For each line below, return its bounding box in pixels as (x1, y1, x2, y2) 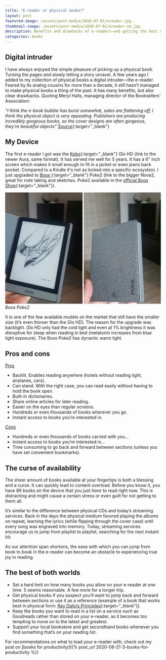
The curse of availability (5, 464, 82, 472)
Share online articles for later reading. (12, 399, 89, 405)
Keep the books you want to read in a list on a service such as (12, 608, 139, 614)
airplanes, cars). (12, 377, 45, 384)
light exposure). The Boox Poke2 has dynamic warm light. (5, 335, 123, 341)
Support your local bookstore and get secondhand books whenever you (12, 624, 159, 630)
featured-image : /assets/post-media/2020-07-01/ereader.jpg (5, 18, 132, 23)
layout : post (5, 13, 32, 18)
